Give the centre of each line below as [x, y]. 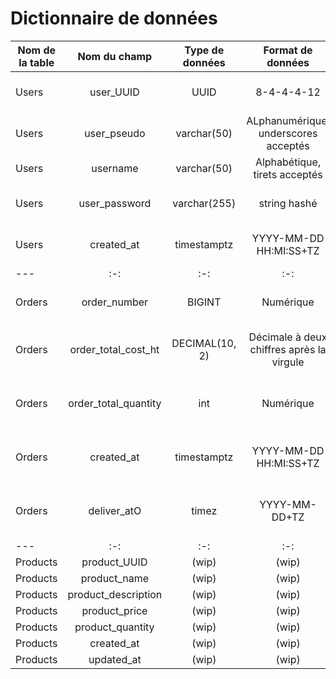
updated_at [115, 659]
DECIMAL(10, [204, 343]
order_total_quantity [115, 403]
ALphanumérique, [288, 120]
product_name [115, 578]
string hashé [288, 203]
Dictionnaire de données [114, 18]
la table [36, 62]
